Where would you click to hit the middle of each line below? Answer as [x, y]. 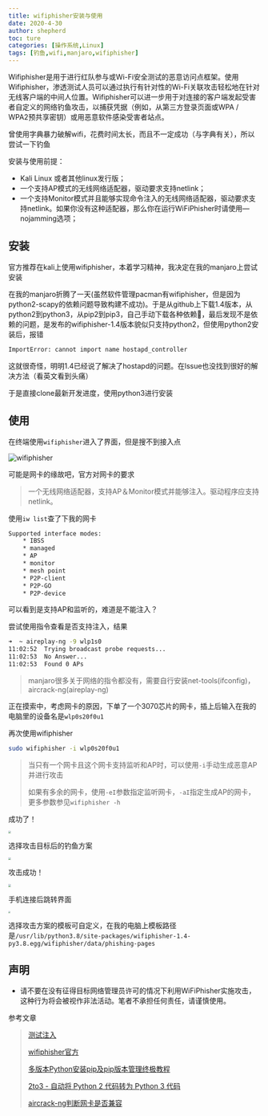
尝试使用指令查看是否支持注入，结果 [68, 626]
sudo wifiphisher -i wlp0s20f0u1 [64, 748]
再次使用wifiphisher [41, 733]
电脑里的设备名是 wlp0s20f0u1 [56, 716]
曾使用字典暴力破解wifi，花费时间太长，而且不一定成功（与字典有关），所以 [132, 134]
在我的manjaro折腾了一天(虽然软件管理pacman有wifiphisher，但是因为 [124, 294]
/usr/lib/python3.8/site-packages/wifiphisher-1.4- [103, 936]
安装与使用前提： [36, 161]
